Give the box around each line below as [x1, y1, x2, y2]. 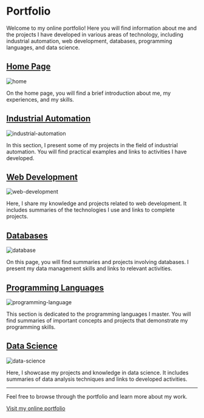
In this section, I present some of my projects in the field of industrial [6, 141, 178, 148]
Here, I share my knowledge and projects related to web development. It [6, 200, 187, 207]
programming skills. [6, 324, 56, 330]
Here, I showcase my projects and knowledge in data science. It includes [6, 369, 189, 376]
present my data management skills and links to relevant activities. [6, 265, 172, 272]
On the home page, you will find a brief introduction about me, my [6, 89, 171, 97]
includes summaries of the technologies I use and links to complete [6, 206, 175, 214]
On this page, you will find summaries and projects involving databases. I [6, 259, 189, 266]
